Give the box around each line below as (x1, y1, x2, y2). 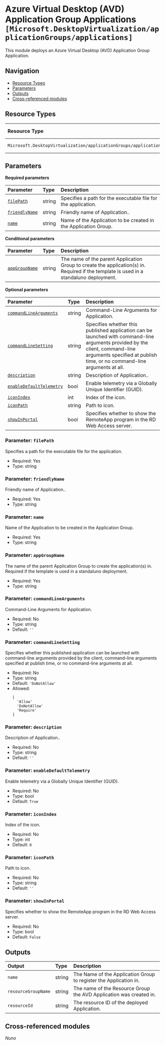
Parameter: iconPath (5, 854, 55, 861)
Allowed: (12, 685, 30, 692)
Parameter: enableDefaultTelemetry (5, 767, 90, 774)
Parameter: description (5, 724, 62, 731)
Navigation (5, 67, 39, 75)
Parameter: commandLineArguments (5, 595, 85, 602)
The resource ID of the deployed (73, 999, 148, 1006)
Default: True (12, 798, 38, 804)
